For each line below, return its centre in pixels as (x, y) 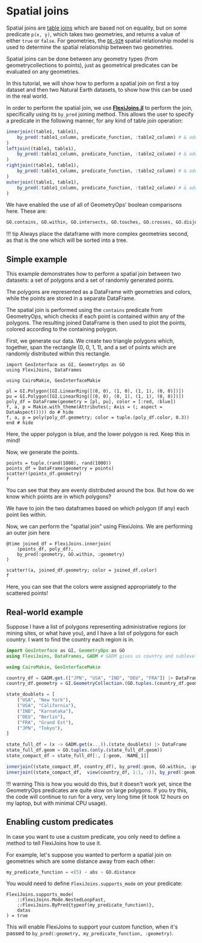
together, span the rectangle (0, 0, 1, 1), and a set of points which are (91, 348)
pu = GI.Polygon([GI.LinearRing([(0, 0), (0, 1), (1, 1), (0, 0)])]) (95, 396)
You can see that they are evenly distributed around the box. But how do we (100, 491)
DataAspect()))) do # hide (40, 412)
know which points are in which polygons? (59, 497)
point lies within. (26, 515)
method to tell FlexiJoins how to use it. (54, 843)
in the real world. (27, 96)
